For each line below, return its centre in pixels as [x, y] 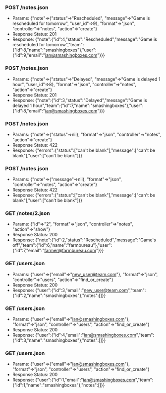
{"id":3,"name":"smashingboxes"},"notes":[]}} [59, 340]
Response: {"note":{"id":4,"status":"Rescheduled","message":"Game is [84, 39]
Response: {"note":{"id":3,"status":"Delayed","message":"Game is [80, 100]
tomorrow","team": [65, 45]
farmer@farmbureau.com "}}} [74, 251]
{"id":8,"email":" [29, 110]
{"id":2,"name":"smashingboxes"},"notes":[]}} [59, 295]
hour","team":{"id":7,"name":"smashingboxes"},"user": [88, 105]
